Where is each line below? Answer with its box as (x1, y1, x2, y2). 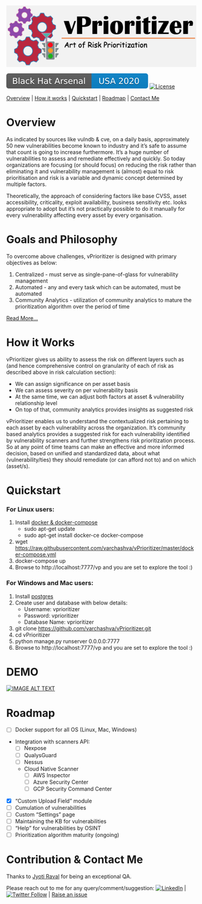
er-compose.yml (14, 551, 56, 558)
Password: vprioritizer (24, 612, 79, 619)
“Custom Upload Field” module (14, 797, 92, 804)
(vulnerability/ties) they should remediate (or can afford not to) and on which (6, 456, 196, 463)
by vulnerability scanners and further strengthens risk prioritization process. (6, 437, 196, 444)
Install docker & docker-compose (14, 519, 98, 526)
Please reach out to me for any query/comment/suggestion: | (6, 885, 186, 892)
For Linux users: (6, 505, 55, 513)
